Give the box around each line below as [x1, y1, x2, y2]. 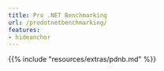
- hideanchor [8, 33, 51, 41]
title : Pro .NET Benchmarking [8, 11, 108, 20]
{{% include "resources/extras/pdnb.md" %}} [8, 55, 156, 64]
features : [8, 26, 41, 34]
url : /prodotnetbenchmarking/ [8, 19, 108, 27]
